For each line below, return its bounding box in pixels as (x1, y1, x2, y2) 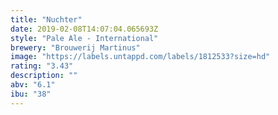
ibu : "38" (10, 89, 52, 99)
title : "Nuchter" (10, 14, 83, 25)
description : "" (10, 71, 78, 81)
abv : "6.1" (10, 80, 56, 90)
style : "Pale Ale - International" (10, 33, 159, 43)
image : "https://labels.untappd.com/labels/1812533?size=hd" (10, 52, 271, 62)
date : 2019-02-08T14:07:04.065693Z (10, 24, 159, 34)
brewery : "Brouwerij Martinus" (10, 42, 141, 53)
